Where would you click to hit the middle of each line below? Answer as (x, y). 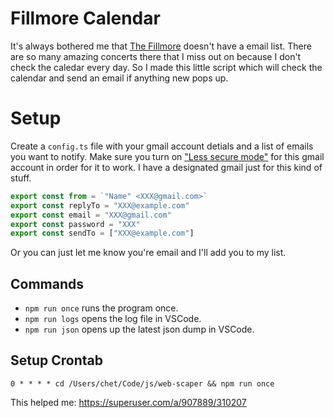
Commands (47, 283)
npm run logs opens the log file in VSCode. (113, 319)
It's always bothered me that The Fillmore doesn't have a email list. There (161, 46)
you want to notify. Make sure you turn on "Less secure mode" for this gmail (167, 156)
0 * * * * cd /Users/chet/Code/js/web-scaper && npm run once (142, 383)
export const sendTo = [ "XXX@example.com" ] (102, 233)
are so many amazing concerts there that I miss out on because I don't (156, 56)
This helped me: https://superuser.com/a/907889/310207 (128, 402)
